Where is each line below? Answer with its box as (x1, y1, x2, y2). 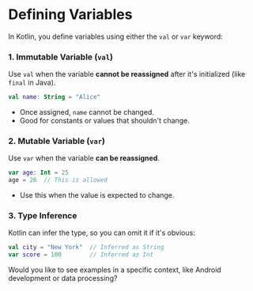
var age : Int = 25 (8, 168, 69, 177)
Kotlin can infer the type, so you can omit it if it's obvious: (8, 228, 195, 238)
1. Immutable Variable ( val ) (8, 51, 113, 62)
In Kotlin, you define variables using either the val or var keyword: (8, 32, 223, 41)
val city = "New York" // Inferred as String (8, 244, 164, 251)
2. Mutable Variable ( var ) (8, 136, 105, 147)
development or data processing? (8, 274, 118, 283)
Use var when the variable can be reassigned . (8, 153, 160, 163)
